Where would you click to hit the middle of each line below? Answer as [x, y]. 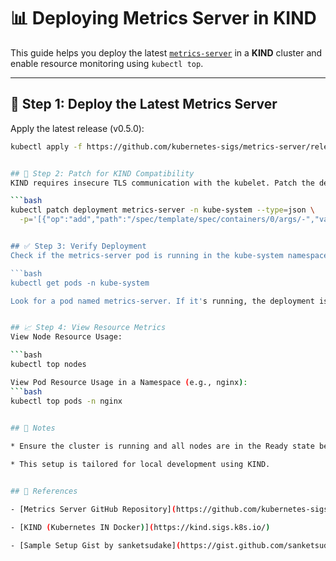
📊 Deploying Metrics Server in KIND [163, 18]
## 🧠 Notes [33, 428]
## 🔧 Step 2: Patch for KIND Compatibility [102, 173]
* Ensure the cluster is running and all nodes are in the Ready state [162, 446]
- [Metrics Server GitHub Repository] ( [93, 509]
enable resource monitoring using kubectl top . [107, 63]
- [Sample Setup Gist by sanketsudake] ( [96, 545]
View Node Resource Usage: [66, 337]
